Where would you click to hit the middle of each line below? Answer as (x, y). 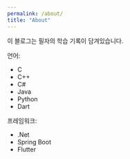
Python (27, 99)
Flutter (27, 149)
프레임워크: (22, 120)
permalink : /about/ (35, 14)
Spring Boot (34, 142)
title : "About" (29, 20)
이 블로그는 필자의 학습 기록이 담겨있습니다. (65, 41)
